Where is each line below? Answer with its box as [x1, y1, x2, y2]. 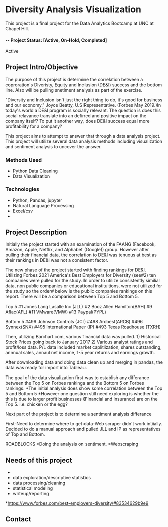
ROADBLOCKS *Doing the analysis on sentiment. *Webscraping [5, 441, 138, 447]
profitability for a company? [5, 123, 62, 129]
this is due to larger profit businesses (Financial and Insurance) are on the [5, 396, 158, 402]
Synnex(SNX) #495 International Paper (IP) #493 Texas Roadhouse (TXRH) [5, 324, 161, 330]
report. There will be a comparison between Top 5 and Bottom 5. [5, 293, 139, 300]
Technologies [5, 186, 39, 193]
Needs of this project [5, 456, 72, 464]
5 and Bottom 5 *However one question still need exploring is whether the [5, 391, 159, 397]
